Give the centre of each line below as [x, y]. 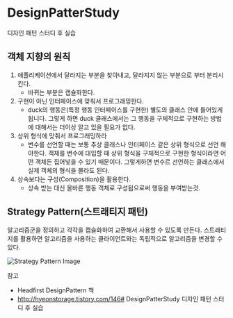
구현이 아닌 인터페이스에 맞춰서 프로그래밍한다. [81, 101]
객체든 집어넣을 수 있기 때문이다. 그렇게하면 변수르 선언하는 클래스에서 [130, 162]
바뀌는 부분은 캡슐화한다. [61, 92]
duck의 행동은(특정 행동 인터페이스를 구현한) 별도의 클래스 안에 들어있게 [125, 110]
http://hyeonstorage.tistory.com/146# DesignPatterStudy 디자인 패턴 [114, 299]
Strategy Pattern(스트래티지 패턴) [78, 212]
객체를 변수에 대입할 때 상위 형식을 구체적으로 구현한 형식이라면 [134, 153]
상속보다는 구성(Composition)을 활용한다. [74, 179]
